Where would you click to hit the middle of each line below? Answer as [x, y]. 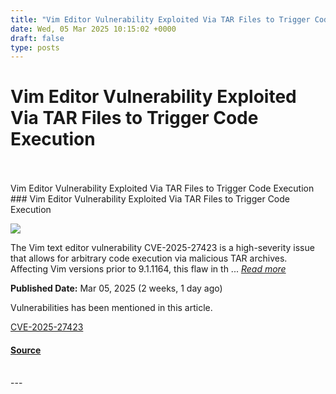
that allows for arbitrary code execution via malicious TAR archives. [149, 258]
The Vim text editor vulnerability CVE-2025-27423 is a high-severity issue [162, 248]
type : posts [35, 47]
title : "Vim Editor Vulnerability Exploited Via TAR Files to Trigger [160, 19]
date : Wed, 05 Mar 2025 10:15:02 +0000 [93, 29]
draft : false [37, 38]
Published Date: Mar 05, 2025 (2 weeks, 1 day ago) [116, 288]
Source [26, 350]
